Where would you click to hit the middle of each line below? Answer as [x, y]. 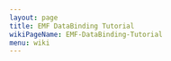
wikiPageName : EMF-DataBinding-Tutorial [86, 34]
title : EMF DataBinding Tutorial [72, 26]
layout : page [34, 17]
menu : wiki [30, 43]
